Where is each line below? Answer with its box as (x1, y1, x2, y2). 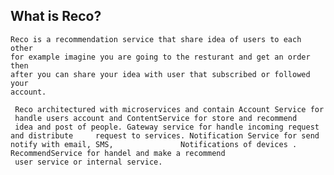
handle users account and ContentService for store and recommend (14, 113, 298, 123)
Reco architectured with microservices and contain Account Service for (14, 104, 325, 114)
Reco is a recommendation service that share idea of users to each (10, 34, 302, 44)
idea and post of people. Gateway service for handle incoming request (14, 122, 320, 132)
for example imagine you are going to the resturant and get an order (10, 52, 311, 62)
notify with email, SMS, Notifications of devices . (10, 139, 298, 149)
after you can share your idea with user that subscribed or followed (10, 69, 311, 79)
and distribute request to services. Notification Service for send (10, 130, 320, 141)
